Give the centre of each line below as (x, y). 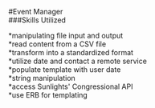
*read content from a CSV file (57, 44)
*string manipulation (42, 78)
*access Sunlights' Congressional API (71, 86)
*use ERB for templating (48, 95)
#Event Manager (36, 12)
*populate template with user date (65, 70)
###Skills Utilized (37, 20)
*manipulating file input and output (66, 36)
